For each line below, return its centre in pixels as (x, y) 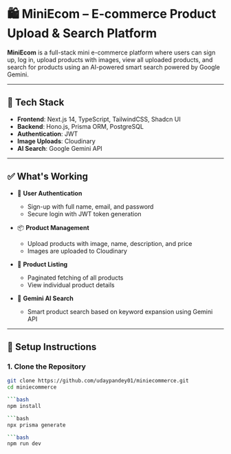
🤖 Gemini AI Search (45, 298)
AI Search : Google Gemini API (60, 148)
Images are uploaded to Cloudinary (77, 251)
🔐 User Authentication (49, 193)
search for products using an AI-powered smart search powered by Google (113, 67)
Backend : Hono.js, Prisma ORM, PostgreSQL (80, 126)
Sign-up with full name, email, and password (90, 206)
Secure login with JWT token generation (85, 214)
